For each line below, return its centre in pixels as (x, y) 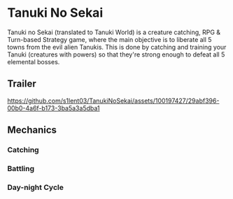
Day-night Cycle (36, 187)
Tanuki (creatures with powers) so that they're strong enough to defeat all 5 (116, 54)
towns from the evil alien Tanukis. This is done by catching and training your (117, 47)
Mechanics (32, 130)
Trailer (22, 84)
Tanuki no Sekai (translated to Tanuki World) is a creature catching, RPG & (114, 32)
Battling (21, 168)
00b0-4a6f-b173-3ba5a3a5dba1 (54, 108)
